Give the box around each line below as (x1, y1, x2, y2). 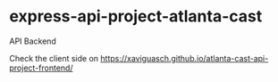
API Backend (9, 36, 56, 46)
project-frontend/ (9, 62, 73, 73)
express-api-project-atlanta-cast (9, 6, 263, 27)
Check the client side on (9, 53, 99, 63)
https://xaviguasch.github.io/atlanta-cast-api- (100, 53, 269, 63)
